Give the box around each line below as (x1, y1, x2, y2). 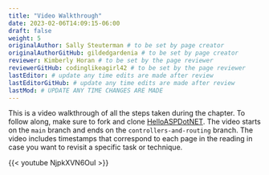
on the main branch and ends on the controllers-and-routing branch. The (8, 125, 254, 135)
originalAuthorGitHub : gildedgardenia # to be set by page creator (8, 49, 239, 57)
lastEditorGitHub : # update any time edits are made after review (8, 79, 235, 87)
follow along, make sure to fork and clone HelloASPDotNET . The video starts (8, 117, 261, 127)
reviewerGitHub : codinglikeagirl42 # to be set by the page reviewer (8, 64, 247, 72)
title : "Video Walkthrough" (8, 11, 103, 20)
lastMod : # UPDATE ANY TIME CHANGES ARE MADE (8, 86, 163, 95)
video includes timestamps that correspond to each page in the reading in (8, 134, 253, 144)
